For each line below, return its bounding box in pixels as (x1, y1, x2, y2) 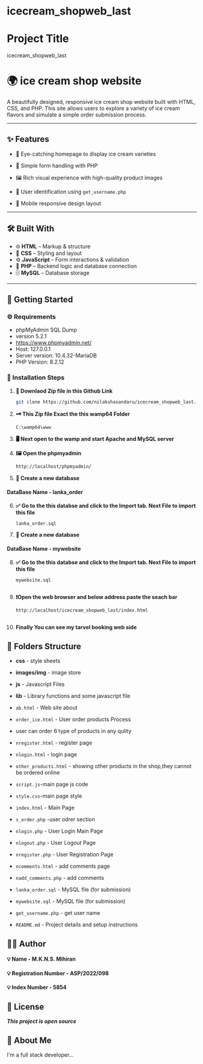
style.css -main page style (15, 792, 83, 800)
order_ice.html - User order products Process (15, 716, 131, 723)
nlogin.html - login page (15, 751, 78, 758)
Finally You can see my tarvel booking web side (15, 624, 137, 631)
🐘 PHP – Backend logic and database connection (15, 262, 137, 269)
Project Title (7, 32, 69, 46)
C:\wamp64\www (15, 424, 51, 430)
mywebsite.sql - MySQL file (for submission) (15, 898, 126, 905)
